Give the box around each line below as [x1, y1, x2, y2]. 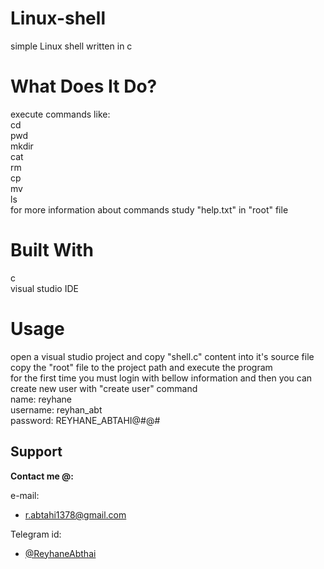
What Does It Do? [10, 75, 158, 98]
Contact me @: [10, 470, 74, 482]
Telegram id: [10, 528, 62, 540]
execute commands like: [10, 108, 111, 120]
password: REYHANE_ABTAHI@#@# [10, 414, 161, 426]
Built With [10, 239, 94, 262]
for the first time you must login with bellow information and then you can [10, 372, 313, 384]
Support [10, 443, 63, 461]
